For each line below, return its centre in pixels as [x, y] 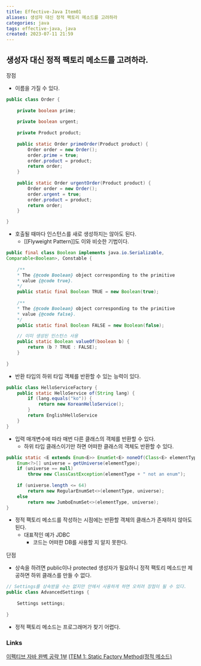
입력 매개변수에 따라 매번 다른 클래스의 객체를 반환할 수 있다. [85, 439]
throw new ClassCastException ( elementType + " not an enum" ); [107, 474]
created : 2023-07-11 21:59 [40, 34]
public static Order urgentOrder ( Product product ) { [84, 183]
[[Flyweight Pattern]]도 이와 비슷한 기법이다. [77, 242]
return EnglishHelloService [63, 415]
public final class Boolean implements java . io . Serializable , [85, 253]
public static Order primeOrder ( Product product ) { [83, 144]
